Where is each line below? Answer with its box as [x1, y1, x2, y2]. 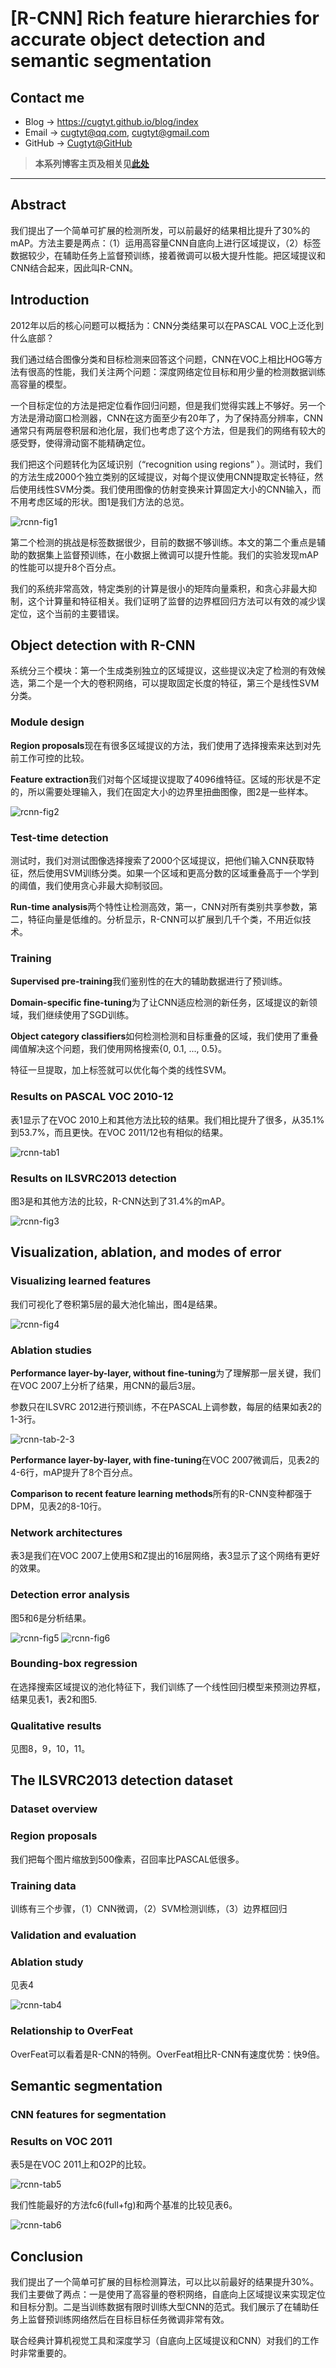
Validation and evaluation [10, 1928, 137, 1942]
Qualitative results [10, 1718, 102, 1732]
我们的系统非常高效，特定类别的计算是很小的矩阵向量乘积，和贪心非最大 [10, 582, 308, 594]
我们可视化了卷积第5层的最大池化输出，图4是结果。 [10, 1298, 223, 1310]
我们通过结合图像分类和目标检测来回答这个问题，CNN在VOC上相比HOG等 [10, 353, 314, 365]
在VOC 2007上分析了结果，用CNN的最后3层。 [10, 1379, 201, 1391]
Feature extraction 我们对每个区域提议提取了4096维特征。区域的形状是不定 [10, 773, 322, 785]
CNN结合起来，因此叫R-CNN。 [10, 262, 139, 274]
